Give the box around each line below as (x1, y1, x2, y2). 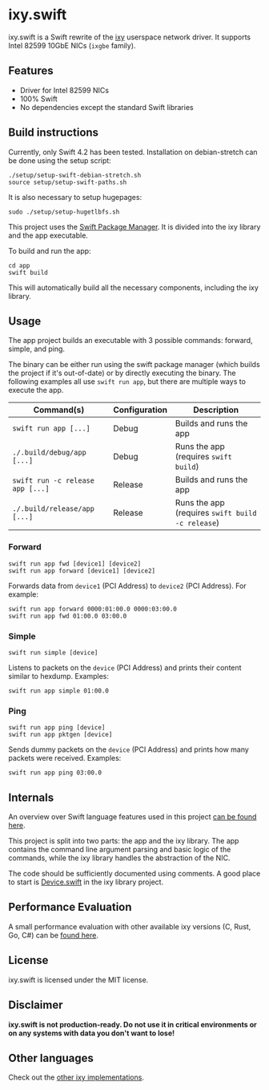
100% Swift (19, 94, 58, 104)
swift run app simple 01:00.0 (8, 687, 110, 695)
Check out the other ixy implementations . (8, 1072, 144, 1082)
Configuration (113, 404, 168, 415)
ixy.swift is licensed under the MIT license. (8, 974, 149, 985)
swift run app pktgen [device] (8, 731, 113, 739)
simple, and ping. (8, 344, 66, 354)
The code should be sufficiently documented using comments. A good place (8, 869, 261, 879)
